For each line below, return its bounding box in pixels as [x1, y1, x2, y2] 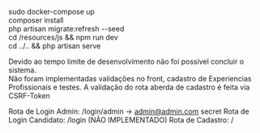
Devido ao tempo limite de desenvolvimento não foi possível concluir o [8, 56, 245, 66]
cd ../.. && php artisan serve [8, 41, 101, 51]
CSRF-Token [8, 91, 51, 100]
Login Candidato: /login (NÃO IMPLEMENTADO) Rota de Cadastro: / [8, 115, 234, 124]
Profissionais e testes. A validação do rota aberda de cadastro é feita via [8, 82, 250, 92]
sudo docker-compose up [8, 7, 96, 16]
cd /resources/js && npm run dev [8, 32, 119, 42]
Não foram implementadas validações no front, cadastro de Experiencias [8, 74, 252, 83]
